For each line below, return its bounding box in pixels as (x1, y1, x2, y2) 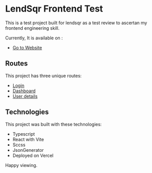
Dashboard (12, 88, 36, 94)
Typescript (12, 131, 35, 137)
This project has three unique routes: (5, 73, 82, 79)
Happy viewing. (5, 162, 38, 168)
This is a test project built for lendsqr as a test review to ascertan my (5, 20, 147, 26)
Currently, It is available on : (5, 35, 63, 41)
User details (12, 93, 38, 99)
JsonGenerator (12, 147, 44, 153)
